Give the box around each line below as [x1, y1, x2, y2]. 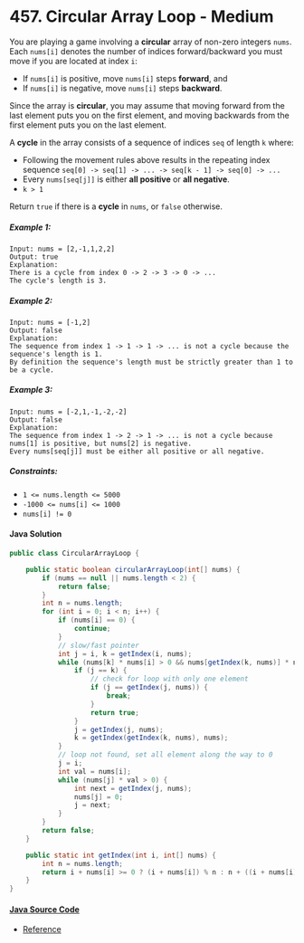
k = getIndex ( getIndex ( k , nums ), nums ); [73, 733, 229, 743]
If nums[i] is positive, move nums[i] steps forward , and [22, 72, 228, 83]
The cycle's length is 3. [9, 276, 107, 285]
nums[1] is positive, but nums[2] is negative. [9, 439, 193, 448]
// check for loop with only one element [90, 674, 249, 684]
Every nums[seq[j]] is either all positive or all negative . [22, 174, 231, 185]
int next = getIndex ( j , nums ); [73, 784, 193, 793]
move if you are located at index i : [9, 55, 138, 66]
